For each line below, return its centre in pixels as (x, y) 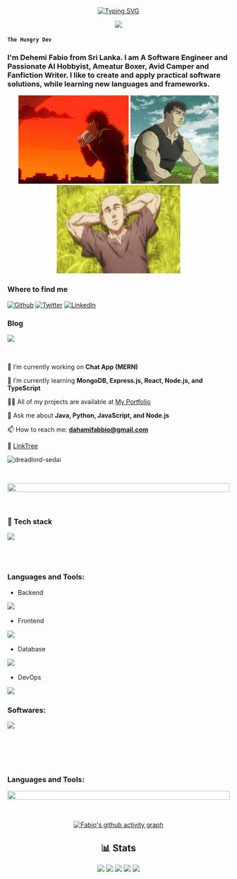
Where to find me (38, 290)
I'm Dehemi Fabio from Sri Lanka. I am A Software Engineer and (117, 57)
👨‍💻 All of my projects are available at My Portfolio (79, 401)
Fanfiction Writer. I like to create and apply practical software (114, 75)
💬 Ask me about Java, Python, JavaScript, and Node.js (88, 415)
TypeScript (24, 388)
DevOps (29, 677)
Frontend (31, 620)
